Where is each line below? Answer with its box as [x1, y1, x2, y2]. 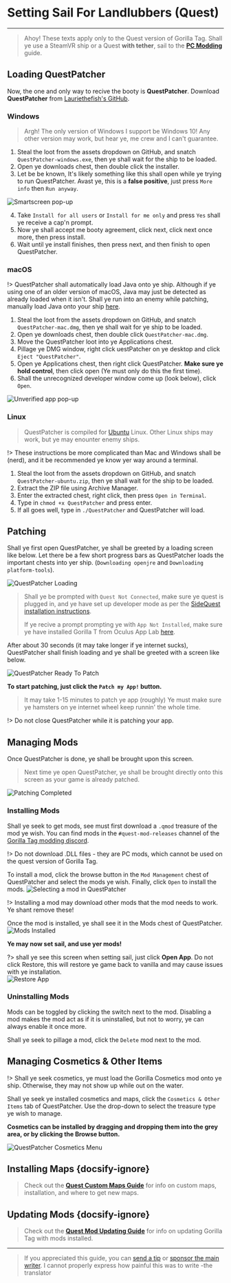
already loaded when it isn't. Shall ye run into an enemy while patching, [7, 295, 209, 304]
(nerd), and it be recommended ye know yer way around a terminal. [7, 456, 198, 464]
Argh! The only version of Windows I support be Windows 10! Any [23, 127, 211, 136]
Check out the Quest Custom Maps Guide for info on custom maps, [23, 1181, 217, 1189]
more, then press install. [16, 233, 86, 242]
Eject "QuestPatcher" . [16, 353, 81, 361]
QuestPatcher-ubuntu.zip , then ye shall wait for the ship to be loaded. [16, 477, 214, 485]
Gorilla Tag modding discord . [7, 836, 89, 844]
